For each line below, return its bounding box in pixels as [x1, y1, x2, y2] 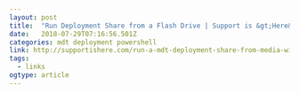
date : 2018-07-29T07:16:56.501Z [9, 29, 138, 38]
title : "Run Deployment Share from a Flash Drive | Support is [9, 21, 253, 30]
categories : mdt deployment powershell [9, 37, 158, 47]
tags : [9, 54, 29, 63]
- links [17, 63, 46, 72]
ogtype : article [9, 71, 69, 80]
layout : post [9, 12, 58, 22]
